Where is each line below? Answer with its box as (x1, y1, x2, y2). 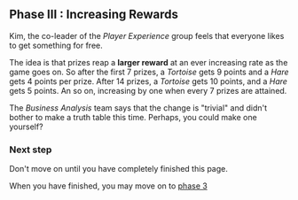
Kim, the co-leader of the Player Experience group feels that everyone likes (9, 30, 285, 41)
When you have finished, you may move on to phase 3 (9, 181, 208, 191)
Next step (9, 143, 52, 156)
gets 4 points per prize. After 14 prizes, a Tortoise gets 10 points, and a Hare (9, 75, 288, 87)
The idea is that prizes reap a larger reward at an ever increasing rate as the (9, 57, 288, 67)
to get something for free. (9, 40, 104, 50)
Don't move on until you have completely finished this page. (9, 164, 229, 174)
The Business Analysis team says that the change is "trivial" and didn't (9, 102, 268, 113)
